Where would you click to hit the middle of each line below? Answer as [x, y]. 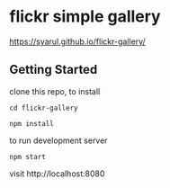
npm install [31, 123]
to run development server [58, 140]
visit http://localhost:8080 [57, 174]
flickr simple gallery [85, 17]
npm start [28, 157]
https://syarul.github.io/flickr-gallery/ [77, 41]
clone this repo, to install [55, 91]
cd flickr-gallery [44, 108]
